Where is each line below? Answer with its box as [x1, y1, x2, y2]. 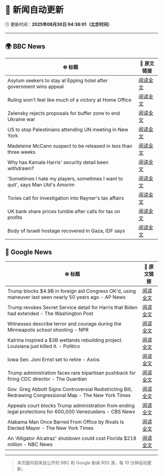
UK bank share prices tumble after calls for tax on [7, 208, 120, 215]
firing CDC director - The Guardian [7, 375, 87, 382]
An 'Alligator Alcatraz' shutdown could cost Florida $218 [7, 435, 137, 442]
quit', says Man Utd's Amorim [7, 181, 75, 188]
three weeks [7, 148, 36, 155]
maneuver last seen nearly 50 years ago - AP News [7, 294, 126, 301]
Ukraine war [7, 116, 35, 123]
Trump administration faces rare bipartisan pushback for [7, 369, 136, 376]
